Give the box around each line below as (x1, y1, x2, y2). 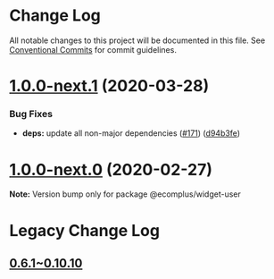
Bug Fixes (9, 108, 54, 121)
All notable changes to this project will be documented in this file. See (9, 35, 266, 46)
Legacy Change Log (9, 220, 161, 241)
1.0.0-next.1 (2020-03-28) (9, 76, 210, 97)
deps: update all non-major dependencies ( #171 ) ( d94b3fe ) (21, 128, 241, 139)
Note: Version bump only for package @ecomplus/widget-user (9, 189, 241, 199)
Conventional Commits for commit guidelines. (9, 44, 177, 55)
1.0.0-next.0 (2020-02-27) (9, 159, 212, 180)
